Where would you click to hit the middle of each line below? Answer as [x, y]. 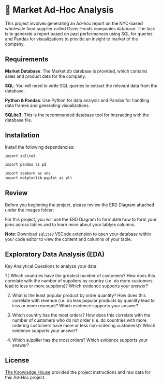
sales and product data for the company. [45, 76]
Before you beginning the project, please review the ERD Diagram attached [80, 205]
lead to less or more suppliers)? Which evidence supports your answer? [77, 286]
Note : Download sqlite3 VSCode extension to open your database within [78, 234]
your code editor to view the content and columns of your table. [68, 239]
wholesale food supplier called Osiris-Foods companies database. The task [80, 28]
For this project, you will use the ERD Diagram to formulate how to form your [81, 219]
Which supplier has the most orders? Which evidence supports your [80, 340]
